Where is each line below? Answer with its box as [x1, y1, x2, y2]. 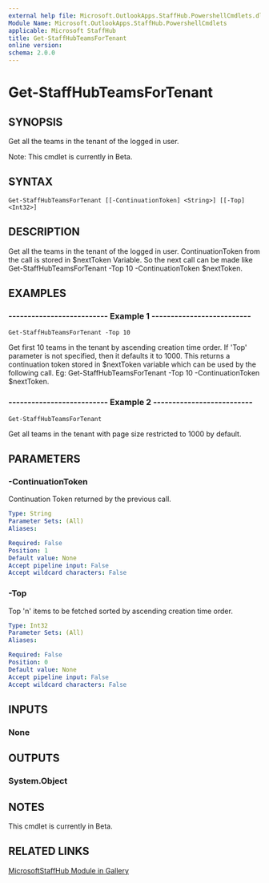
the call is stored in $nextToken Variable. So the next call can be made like [8, 255, 254, 264]
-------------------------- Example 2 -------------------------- [8, 397, 254, 408]
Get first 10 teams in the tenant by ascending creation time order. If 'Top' [8, 343, 247, 352]
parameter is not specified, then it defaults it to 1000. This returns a [8, 351, 231, 361]
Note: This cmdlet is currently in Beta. [8, 152, 133, 161]
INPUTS [8, 702, 48, 716]
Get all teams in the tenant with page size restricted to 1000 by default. [8, 429, 242, 439]
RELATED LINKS [8, 845, 90, 858]
